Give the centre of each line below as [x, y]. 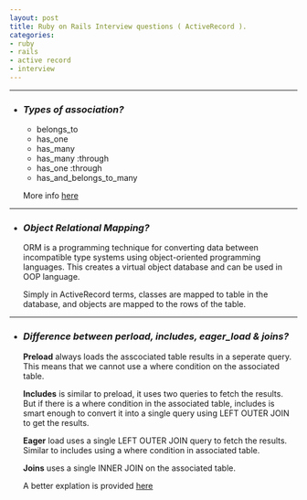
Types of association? [74, 109]
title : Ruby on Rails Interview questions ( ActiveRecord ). [128, 27]
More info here [51, 196]
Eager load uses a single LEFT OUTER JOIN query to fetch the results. [155, 441]
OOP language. [51, 277]
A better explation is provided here [88, 485]
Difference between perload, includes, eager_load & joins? [156, 336]
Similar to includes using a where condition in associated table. [141, 450]
